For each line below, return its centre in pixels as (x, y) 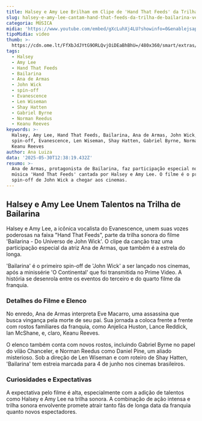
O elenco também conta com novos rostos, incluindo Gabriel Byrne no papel (101, 344)
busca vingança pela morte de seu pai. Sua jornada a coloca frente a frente (100, 320)
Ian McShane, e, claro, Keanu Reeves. (53, 333)
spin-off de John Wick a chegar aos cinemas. (70, 180)
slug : (13, 17)
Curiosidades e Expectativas (49, 379)
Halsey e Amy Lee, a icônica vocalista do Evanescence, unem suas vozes (97, 228)
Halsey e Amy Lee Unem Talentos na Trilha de (93, 205)
